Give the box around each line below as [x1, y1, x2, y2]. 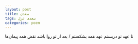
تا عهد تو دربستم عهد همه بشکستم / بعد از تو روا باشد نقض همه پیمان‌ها [5, 33, 134, 39]
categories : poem [5, 20, 40, 25]
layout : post [5, 7, 32, 12]
